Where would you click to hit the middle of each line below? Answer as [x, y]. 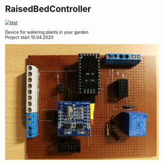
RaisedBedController [48, 9]
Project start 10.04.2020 [29, 37]
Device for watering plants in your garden [47, 32]
